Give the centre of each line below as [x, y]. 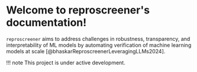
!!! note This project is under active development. [66, 63]
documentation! [46, 23]
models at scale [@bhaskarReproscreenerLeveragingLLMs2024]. [86, 51]
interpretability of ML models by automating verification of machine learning [99, 45]
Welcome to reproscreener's [78, 10]
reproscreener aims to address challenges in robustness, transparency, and [98, 39]
